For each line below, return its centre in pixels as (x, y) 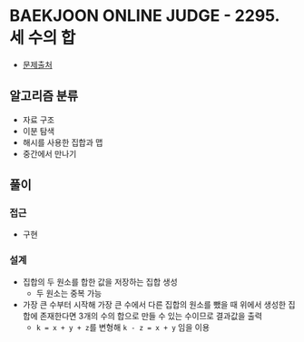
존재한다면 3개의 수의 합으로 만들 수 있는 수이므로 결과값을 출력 (151, 316)
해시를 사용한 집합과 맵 (63, 142)
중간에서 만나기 (49, 153)
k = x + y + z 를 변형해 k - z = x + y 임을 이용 (123, 327)
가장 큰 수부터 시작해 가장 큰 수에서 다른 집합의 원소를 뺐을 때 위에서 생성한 (154, 304)
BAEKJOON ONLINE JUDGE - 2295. (144, 16)
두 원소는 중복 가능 (69, 293)
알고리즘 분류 (44, 96)
